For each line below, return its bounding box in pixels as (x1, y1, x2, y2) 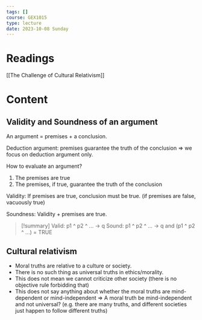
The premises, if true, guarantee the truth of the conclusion (14, 181, 163, 188)
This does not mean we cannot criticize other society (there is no (14, 275, 177, 282)
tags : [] (6, 8, 28, 15)
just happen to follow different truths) (14, 307, 108, 314)
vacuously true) (6, 199, 45, 206)
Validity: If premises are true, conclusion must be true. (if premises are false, (6, 193, 196, 200)
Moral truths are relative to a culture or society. (14, 262, 132, 269)
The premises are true (14, 174, 71, 182)
